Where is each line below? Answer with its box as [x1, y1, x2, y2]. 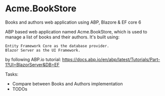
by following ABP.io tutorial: [5, 56, 61, 62]
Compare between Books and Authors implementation [12, 81, 123, 87]
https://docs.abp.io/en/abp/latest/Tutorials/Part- [62, 56, 161, 62]
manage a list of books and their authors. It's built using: [5, 34, 120, 40]
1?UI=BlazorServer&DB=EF [5, 62, 60, 67]
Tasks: [5, 71, 19, 77]
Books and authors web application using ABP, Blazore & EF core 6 [5, 19, 142, 25]
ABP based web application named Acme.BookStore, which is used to [5, 29, 147, 34]
